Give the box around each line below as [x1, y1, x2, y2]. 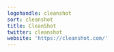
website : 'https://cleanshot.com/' [7, 35, 109, 42]
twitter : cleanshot [7, 28, 63, 36]
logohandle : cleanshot [7, 9, 72, 17]
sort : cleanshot [7, 16, 53, 23]
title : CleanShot [7, 22, 57, 29]
